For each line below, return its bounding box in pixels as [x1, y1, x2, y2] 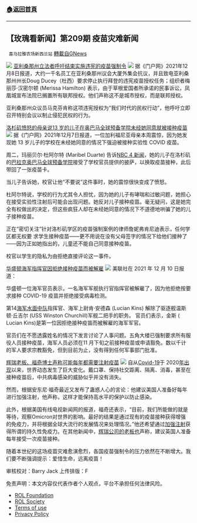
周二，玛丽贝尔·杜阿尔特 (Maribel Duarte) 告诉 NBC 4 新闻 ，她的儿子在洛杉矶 [6, 151, 191, 158]
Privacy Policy [14, 511, 49, 518]
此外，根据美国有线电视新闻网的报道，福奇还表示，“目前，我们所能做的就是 [6, 406, 189, 413]
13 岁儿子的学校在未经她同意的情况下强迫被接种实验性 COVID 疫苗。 [17, 139, 183, 146]
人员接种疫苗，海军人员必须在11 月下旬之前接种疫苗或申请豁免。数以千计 [11, 339, 186, 346]
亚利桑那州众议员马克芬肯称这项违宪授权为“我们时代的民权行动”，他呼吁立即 [6, 104, 191, 112]
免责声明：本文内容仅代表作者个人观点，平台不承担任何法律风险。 [6, 480, 165, 487]
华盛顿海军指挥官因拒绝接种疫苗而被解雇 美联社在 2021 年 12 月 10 [6, 265, 173, 272]
